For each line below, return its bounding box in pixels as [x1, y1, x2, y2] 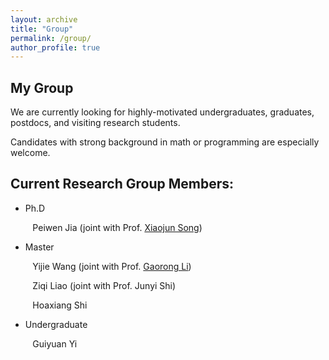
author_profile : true [10, 42, 101, 53]
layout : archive [10, 14, 78, 25]
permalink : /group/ [10, 33, 92, 43]
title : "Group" [10, 24, 74, 34]
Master [24, 241, 55, 253]
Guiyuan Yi [32, 337, 78, 350]
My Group [10, 79, 74, 96]
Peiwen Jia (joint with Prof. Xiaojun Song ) [32, 221, 203, 233]
